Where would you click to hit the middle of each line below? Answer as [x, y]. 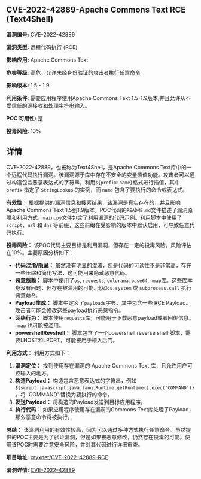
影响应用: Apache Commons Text [47, 60]
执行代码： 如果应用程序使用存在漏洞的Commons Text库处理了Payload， [104, 409]
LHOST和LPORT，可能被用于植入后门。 [69, 340]
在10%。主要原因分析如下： [40, 252]
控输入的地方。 [33, 373]
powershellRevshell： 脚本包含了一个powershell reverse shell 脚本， [100, 332]
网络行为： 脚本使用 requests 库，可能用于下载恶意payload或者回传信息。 [104, 317]
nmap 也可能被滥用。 [39, 325]
